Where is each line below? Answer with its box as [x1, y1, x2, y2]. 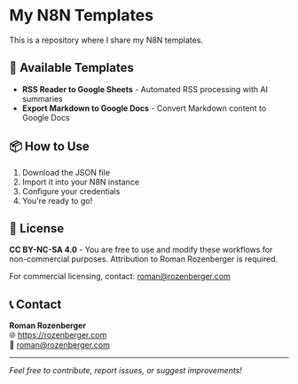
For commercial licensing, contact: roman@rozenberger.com [9, 271, 231, 282]
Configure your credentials [21, 185, 121, 196]
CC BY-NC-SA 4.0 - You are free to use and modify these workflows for [9, 245, 273, 255]
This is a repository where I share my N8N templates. [9, 35, 204, 45]
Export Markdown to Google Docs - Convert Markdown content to [21, 103, 267, 114]
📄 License [9, 221, 65, 236]
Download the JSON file [21, 167, 111, 177]
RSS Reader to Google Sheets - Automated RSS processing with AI [21, 83, 269, 94]
